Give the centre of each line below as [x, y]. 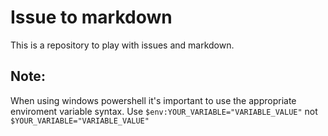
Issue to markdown [91, 17]
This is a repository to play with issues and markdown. [122, 45]
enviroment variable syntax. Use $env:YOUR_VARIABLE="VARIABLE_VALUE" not [164, 111]
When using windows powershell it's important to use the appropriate [153, 100]
